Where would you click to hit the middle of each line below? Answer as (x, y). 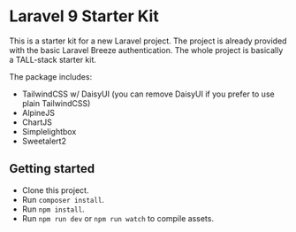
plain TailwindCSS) (56, 103)
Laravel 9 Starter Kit (84, 16)
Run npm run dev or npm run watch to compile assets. (118, 218)
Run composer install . (63, 199)
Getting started (52, 169)
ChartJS (37, 122)
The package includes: (51, 76)
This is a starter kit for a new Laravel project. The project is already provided (148, 41)
